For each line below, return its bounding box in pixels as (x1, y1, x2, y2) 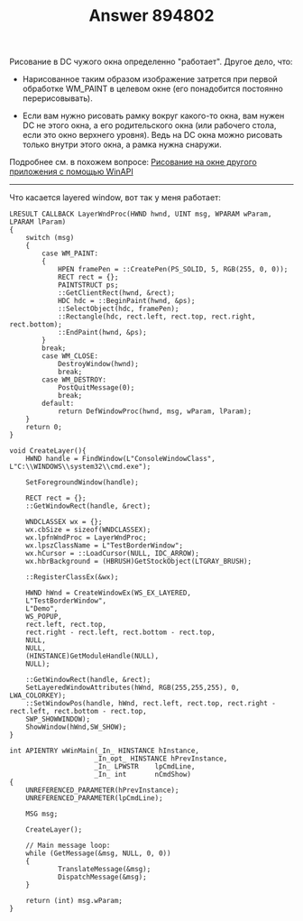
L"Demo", (25, 604, 59, 613)
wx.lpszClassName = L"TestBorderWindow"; (25, 541, 183, 550)
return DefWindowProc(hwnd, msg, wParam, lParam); (57, 407, 252, 416)
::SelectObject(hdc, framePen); (57, 304, 179, 314)
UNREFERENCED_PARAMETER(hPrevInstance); (25, 786, 179, 795)
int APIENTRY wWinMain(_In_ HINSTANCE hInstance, (9, 746, 200, 756)
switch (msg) (25, 234, 75, 243)
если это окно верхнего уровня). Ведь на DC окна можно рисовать (22, 130, 283, 141)
